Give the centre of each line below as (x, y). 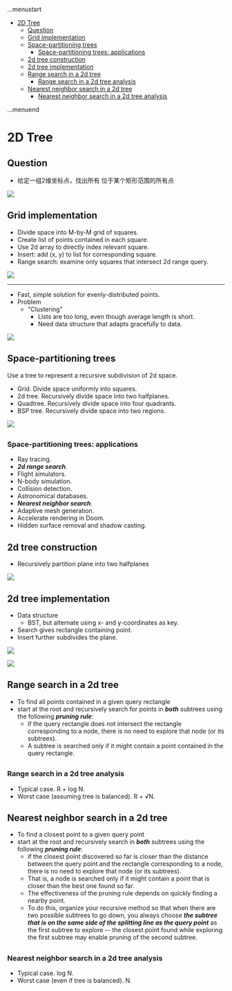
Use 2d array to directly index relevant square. (83, 247)
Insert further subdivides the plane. (67, 638)
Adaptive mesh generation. (56, 511)
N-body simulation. (45, 481)
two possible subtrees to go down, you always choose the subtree (122, 916)
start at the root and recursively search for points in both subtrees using (120, 709)
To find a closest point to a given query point (81, 835)
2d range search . (42, 467)
